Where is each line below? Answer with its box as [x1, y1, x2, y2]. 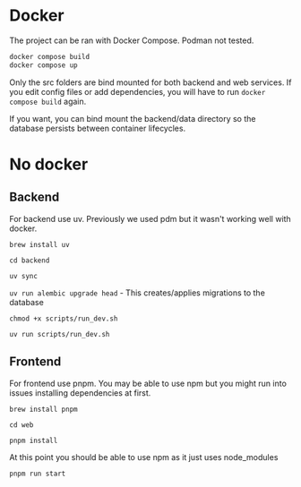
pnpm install [9, 436, 58, 445]
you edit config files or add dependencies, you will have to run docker [9, 86, 266, 97]
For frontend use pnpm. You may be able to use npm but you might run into [9, 378, 287, 389]
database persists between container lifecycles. [9, 123, 186, 133]
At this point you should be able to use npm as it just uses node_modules [9, 451, 279, 462]
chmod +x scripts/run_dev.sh [9, 314, 118, 323]
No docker [9, 154, 89, 175]
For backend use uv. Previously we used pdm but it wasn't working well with [9, 213, 291, 224]
